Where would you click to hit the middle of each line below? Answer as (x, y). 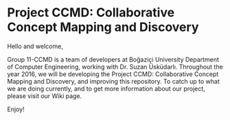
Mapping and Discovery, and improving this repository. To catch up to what (113, 81)
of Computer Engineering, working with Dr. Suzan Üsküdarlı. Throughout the (115, 67)
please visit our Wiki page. (45, 96)
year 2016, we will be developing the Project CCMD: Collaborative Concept (113, 74)
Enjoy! (16, 109)
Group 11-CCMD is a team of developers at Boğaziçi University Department (113, 59)
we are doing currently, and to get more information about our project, (106, 88)
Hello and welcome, (35, 46)
